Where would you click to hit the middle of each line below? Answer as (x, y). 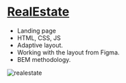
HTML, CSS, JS (39, 37)
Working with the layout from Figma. (68, 52)
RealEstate (38, 12)
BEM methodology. (44, 59)
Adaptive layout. (40, 45)
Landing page (36, 31)
